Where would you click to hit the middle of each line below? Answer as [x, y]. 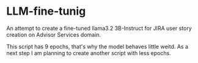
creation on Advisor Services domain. [54, 34]
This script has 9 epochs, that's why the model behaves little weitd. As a [97, 46]
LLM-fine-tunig [46, 11]
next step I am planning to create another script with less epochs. [89, 53]
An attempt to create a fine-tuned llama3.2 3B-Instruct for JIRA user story [99, 28]
